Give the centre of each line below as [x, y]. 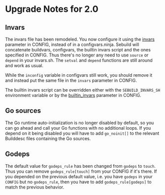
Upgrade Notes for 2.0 [52, 9]
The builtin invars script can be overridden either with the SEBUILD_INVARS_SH [83, 90]
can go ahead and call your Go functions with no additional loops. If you [78, 128]
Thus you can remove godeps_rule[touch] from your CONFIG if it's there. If [81, 171]
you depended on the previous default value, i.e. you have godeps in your [79, 176]
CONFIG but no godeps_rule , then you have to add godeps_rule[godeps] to [78, 182]
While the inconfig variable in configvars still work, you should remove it [79, 75]
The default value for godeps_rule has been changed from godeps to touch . [81, 166]
